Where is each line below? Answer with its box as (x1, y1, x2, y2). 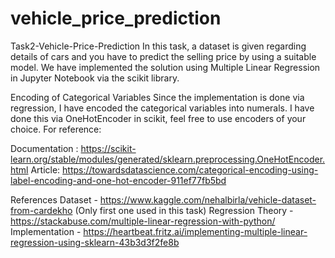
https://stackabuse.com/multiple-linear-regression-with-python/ (10, 215, 276, 227)
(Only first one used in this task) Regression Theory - (74, 204, 294, 216)
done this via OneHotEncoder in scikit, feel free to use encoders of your (10, 112, 307, 124)
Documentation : (10, 142, 79, 154)
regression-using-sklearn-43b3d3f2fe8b (10, 236, 180, 248)
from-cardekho (10, 204, 73, 216)
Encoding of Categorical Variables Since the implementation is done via (10, 91, 305, 103)
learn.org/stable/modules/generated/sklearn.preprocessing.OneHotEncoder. (10, 153, 326, 165)
